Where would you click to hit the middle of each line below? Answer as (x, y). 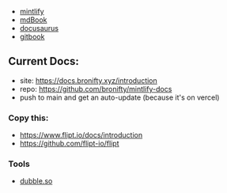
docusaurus (39, 28)
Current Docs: (44, 61)
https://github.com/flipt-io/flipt (69, 144)
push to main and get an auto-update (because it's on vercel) (119, 97)
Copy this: (28, 118)
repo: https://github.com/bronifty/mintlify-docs (96, 89)
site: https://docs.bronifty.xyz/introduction (89, 80)
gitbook (32, 36)
